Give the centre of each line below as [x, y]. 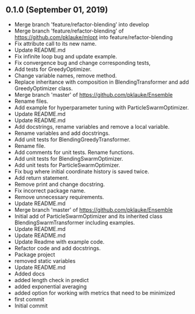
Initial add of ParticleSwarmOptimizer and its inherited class [88, 216]
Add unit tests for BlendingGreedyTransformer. [72, 139]
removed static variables [45, 260]
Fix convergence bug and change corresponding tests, [82, 63]
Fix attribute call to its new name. [55, 43]
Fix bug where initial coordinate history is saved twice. [82, 171]
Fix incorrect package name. [50, 190]
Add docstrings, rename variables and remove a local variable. [92, 126]
